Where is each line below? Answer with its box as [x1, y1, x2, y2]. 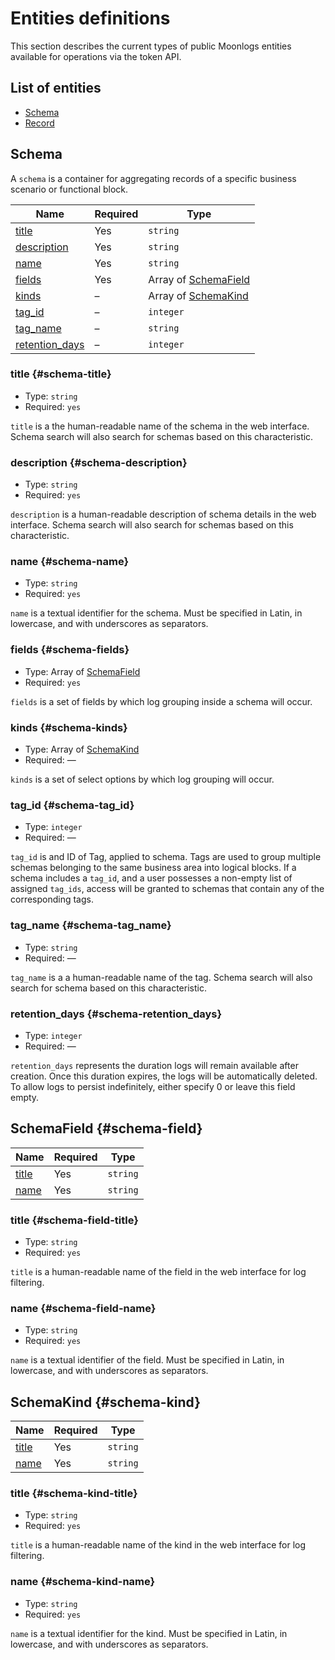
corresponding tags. [10, 893, 94, 906]
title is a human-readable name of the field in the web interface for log [10, 1266, 307, 1278]
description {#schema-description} [10, 455, 188, 469]
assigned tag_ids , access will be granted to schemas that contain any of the [10, 883, 325, 895]
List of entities [10, 80, 102, 97]
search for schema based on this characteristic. [10, 982, 207, 994]
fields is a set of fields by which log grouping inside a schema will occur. [10, 695, 313, 707]
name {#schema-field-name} [10, 1301, 157, 1315]
